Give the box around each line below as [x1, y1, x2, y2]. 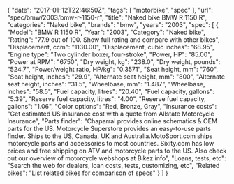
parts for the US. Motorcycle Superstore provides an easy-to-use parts [7, 125, 212, 132]
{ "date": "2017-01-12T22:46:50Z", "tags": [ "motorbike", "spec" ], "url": [7, 6, 213, 14]
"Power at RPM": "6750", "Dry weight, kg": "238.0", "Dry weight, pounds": [7, 58, 221, 66]
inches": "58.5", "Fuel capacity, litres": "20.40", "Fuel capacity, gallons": [7, 87, 214, 95]
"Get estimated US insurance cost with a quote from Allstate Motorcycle [7, 109, 214, 118]
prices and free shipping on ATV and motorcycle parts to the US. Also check [7, 146, 227, 155]
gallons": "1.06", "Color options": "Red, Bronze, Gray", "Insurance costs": [7, 102, 217, 110]
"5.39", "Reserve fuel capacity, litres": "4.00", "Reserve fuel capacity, [7, 95, 206, 103]
